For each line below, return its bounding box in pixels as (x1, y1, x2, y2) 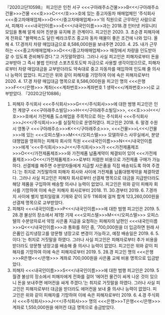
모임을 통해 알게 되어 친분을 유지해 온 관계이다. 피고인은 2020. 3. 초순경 (5, 29, 143, 35)
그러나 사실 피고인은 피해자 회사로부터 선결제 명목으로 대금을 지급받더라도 (19, 175, 160, 181)
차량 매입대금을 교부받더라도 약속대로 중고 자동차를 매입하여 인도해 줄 (18, 66, 151, 71)
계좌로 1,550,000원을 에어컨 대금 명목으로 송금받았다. (12, 305, 116, 310)
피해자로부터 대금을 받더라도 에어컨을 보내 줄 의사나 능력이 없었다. (25, 286, 152, 292)
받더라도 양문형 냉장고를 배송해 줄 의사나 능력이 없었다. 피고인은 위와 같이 (12, 243, 153, 248)
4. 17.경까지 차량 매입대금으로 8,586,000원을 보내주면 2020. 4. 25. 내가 (10, 41, 149, 47)
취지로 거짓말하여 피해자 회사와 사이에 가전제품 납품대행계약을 (24, 169, 142, 175)
